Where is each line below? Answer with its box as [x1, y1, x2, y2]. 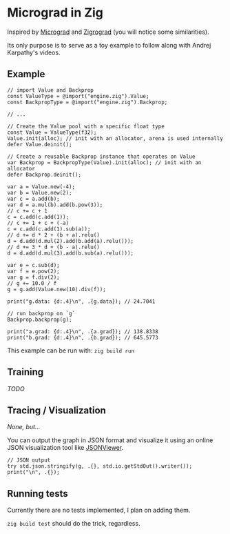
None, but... [7, 423, 41, 431]
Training [7, 366, 44, 378]
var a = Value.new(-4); [7, 183, 76, 190]
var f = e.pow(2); [7, 268, 60, 275]
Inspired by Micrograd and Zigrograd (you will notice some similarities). [7, 28, 209, 36]
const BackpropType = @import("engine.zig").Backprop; [7, 99, 168, 106]
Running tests [7, 488, 69, 500]
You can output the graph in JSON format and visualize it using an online [7, 436, 213, 444]
